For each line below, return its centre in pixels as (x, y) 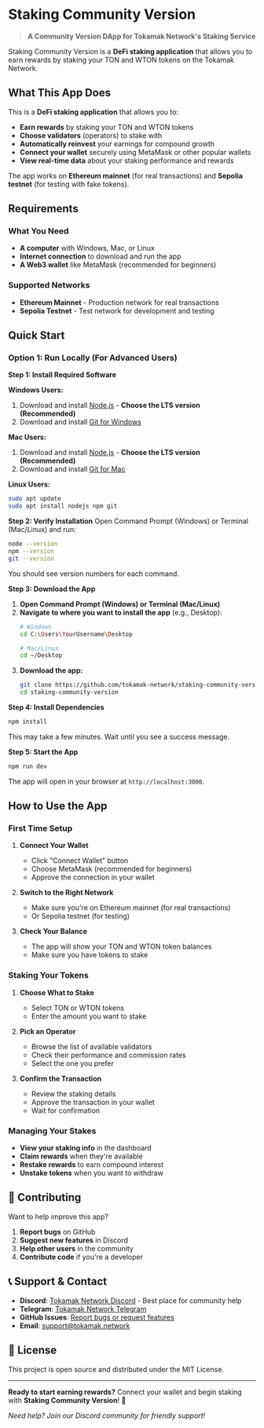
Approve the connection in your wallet (93, 877)
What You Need (38, 231)
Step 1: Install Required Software (62, 375)
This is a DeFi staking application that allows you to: (93, 112)
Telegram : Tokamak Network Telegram (83, 1309)
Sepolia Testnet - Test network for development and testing (117, 310)
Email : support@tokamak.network (75, 1325)
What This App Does (60, 93)
